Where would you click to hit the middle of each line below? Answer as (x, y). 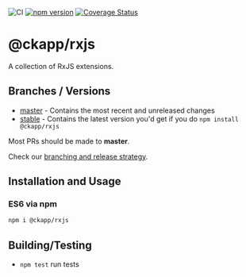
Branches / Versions (60, 91)
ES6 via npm (33, 204)
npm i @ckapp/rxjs (38, 221)
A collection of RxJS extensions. (61, 66)
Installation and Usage (65, 181)
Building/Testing (50, 245)
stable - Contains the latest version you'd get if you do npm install (129, 118)
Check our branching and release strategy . (78, 156)
